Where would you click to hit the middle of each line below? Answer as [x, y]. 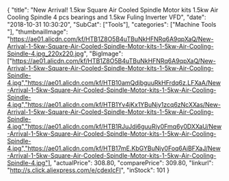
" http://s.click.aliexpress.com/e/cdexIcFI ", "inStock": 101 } [88, 170]
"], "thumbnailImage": [38, 32]
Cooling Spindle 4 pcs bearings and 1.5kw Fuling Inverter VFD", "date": [107, 17]
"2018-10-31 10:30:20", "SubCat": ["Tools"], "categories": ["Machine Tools [112, 24]
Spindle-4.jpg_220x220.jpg [45, 53]
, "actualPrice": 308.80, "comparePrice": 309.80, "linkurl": [132, 163]
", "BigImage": [103, 53]
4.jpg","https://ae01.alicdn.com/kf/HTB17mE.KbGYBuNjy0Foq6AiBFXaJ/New [114, 148]
